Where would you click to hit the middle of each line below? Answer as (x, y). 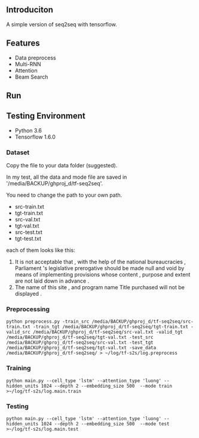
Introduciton (30, 10)
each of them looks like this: (41, 250)
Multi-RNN (28, 64)
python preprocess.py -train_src (48, 322)
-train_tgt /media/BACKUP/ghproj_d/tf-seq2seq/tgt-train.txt (110, 327)
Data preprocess (35, 58)
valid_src (19, 332)
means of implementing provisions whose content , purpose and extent (102, 275)
